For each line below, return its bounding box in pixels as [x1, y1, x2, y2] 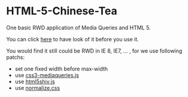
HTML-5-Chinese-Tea [6, 4, 118, 18]
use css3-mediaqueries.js [14, 71, 79, 78]
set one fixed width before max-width [14, 65, 108, 72]
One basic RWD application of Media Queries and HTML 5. [6, 24, 151, 31]
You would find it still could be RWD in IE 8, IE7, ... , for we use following [6, 47, 183, 54]
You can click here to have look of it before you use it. [6, 35, 139, 43]
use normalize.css [14, 84, 60, 91]
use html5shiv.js [14, 78, 55, 85]
